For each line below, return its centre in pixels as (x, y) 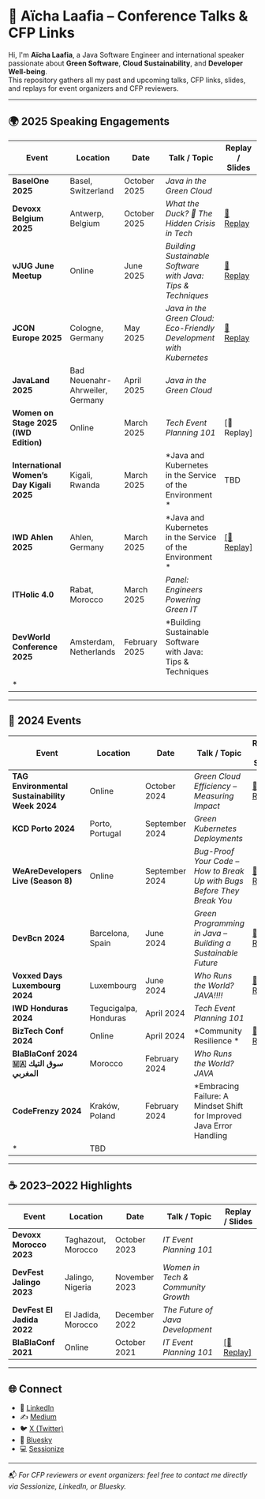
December (135, 1315)
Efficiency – (215, 786)
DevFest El (33, 1310)
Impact (207, 806)
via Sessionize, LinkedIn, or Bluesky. (67, 1486)
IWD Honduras (40, 1008)
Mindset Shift (218, 1106)
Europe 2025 (37, 337)
